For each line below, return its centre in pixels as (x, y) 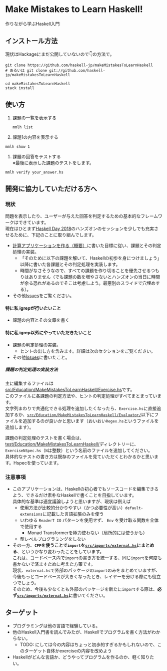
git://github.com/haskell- (77, 70)
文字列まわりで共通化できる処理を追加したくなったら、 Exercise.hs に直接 (81, 408)
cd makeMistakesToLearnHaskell (38, 84)
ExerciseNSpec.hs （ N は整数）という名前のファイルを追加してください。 (79, 450)
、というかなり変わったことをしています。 (60, 551)
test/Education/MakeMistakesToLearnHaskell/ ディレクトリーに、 (72, 444)
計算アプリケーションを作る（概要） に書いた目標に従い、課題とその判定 (87, 246)
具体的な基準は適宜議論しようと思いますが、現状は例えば (71, 501)
